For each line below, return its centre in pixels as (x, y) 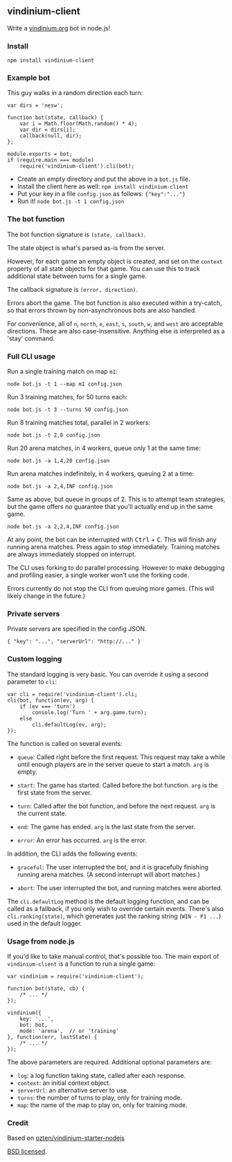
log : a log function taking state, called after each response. (101, 1075)
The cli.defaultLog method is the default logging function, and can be (108, 901)
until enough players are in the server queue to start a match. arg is (113, 764)
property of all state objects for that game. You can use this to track (104, 268)
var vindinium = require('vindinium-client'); (75, 976)
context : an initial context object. (64, 1083)
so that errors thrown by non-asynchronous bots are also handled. (102, 310)
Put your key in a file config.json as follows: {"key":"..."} (101, 194)
